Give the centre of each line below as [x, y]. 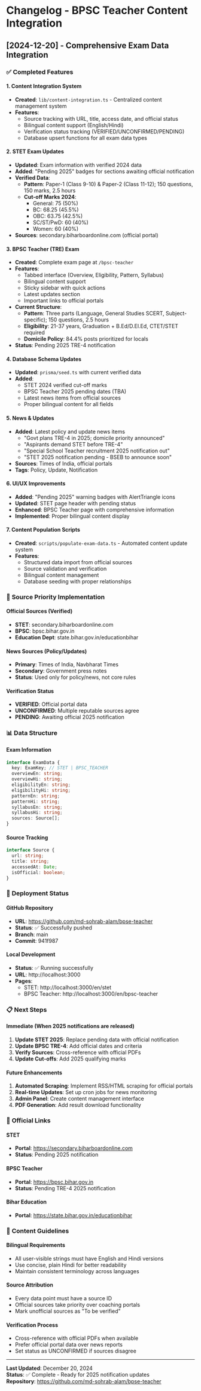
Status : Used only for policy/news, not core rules [75, 677]
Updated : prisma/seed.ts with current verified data [78, 373]
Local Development [31, 954]
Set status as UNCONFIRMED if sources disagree [75, 1351]
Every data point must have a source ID [63, 1298]
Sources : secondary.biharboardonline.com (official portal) [86, 235]
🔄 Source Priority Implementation [56, 597]
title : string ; [31, 862]
